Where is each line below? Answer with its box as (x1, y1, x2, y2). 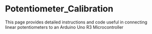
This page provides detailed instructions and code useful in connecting (5, 19, 148, 25)
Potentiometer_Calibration (5, 3, 114, 14)
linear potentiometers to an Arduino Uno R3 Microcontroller (5, 24, 124, 30)
